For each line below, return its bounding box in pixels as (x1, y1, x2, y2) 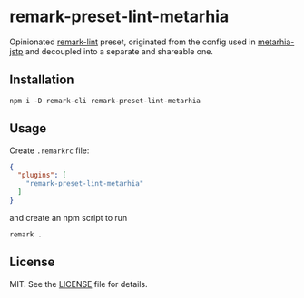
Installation (9, 72, 74, 88)
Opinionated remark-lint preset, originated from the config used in (9, 36, 256, 47)
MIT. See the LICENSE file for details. (9, 278, 148, 289)
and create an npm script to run (9, 212, 128, 223)
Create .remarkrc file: (9, 145, 90, 156)
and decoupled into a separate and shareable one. (25, 45, 213, 56)
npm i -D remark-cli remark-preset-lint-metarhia (9, 96, 201, 105)
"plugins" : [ (17, 170, 67, 180)
